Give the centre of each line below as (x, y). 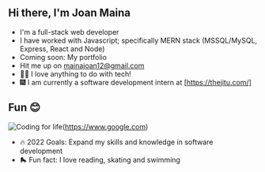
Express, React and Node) (62, 49)
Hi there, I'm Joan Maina (70, 13)
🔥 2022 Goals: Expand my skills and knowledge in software (116, 142)
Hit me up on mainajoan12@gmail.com (82, 65)
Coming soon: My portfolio (63, 57)
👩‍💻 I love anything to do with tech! (76, 73)
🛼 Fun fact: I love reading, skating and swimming (100, 159)
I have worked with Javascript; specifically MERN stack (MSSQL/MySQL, (138, 40)
